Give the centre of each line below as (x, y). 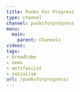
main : (19, 34)
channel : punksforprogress (40, 23)
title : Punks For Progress (40, 12)
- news (15, 62)
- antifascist (24, 68)
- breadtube (21, 57)
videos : (16, 46)
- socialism (21, 74)
